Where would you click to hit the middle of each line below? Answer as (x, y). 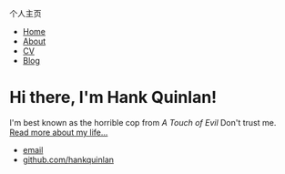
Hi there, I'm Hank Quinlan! (113, 97)
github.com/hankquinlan (68, 159)
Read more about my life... (59, 132)
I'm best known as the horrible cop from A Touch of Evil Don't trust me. (143, 122)
